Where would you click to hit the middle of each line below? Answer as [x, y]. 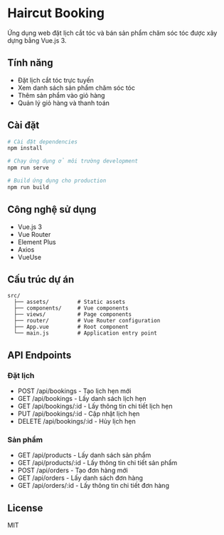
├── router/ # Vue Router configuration [87, 321]
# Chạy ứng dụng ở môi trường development [73, 161]
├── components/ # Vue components [71, 308]
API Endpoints [39, 355]
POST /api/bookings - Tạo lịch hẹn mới [74, 391]
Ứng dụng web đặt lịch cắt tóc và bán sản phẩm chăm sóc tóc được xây [112, 33]
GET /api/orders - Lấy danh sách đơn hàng [80, 478]
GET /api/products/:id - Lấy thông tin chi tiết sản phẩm [97, 463]
